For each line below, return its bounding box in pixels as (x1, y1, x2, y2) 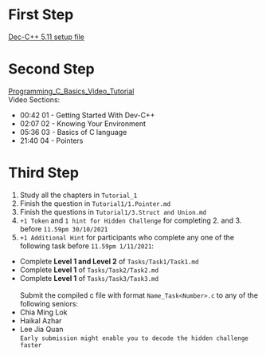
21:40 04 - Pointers (19, 136, 84, 145)
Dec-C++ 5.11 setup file (8, 32, 85, 42)
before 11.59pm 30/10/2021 (19, 223, 108, 233)
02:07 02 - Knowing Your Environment (19, 118, 146, 129)
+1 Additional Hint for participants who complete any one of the (19, 232, 235, 242)
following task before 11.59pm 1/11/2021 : (19, 241, 154, 251)
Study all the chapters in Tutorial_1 (19, 190, 138, 200)
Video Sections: (8, 94, 61, 105)
